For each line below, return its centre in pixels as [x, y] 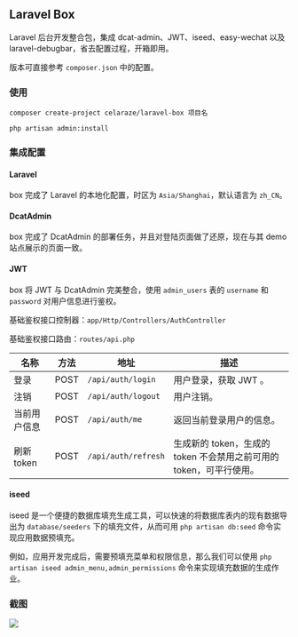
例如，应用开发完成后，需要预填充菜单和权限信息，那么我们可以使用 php [141, 556]
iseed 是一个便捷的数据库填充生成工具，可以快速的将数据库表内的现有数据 [145, 515]
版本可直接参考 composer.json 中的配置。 [84, 67]
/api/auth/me [115, 419]
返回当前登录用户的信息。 [227, 419]
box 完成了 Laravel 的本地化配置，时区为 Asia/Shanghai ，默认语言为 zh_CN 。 [148, 195]
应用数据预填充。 [48, 537]
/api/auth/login [122, 379]
